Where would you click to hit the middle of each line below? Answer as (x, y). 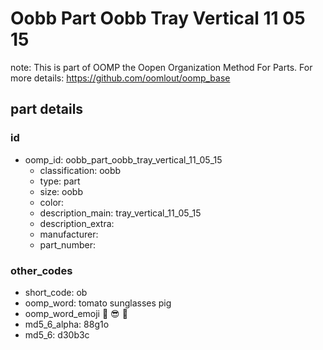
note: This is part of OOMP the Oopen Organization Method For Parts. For (161, 67)
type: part (60, 181)
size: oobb (61, 191)
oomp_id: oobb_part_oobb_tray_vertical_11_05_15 (123, 159)
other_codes (41, 270)
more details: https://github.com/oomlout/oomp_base (120, 78)
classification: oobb (80, 170)
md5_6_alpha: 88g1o (67, 324)
